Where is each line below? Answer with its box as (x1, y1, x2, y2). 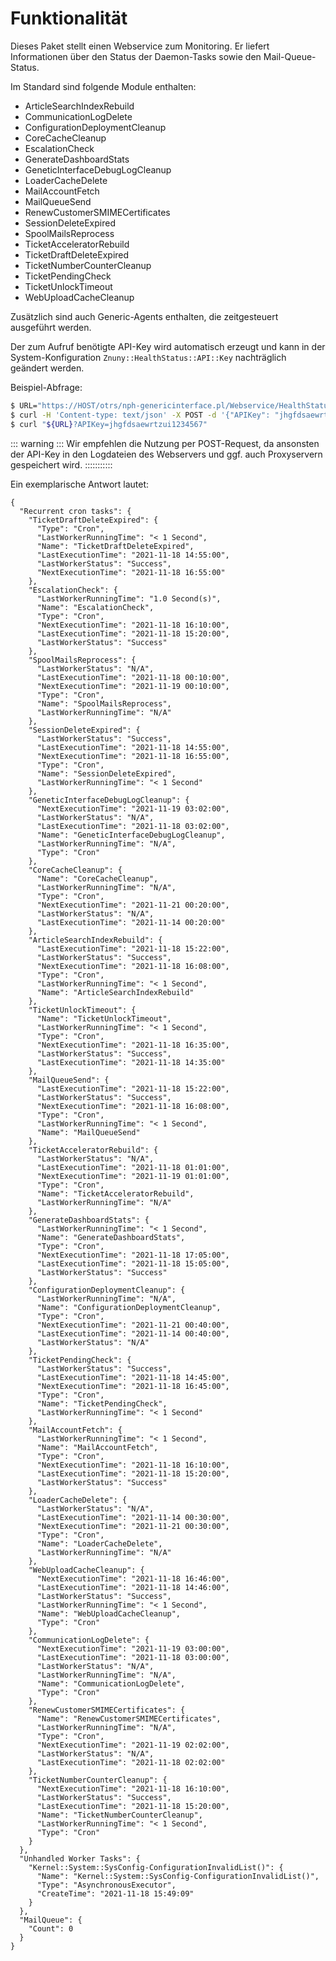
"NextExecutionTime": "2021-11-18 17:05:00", (36, 1250, 230, 1260)
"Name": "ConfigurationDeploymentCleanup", (36, 1302, 222, 1312)
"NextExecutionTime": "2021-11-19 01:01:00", (36, 1171, 230, 1181)
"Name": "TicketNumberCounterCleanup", (36, 1810, 203, 1820)
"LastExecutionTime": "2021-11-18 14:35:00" (36, 1057, 226, 1067)
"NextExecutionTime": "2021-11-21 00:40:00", (36, 1320, 230, 1330)
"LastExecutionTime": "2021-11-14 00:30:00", (36, 1512, 230, 1522)
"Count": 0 (28, 1923, 74, 1934)
